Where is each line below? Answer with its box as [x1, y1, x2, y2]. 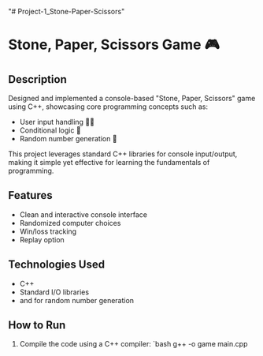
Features [8, 189, 53, 202]
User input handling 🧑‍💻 [19, 118, 94, 126]
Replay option [19, 234, 65, 244]
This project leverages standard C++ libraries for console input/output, [8, 149, 238, 159]
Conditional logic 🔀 [19, 126, 81, 135]
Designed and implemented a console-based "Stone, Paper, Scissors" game [8, 94, 256, 103]
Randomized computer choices [19, 218, 121, 227]
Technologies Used [8, 258, 105, 272]
